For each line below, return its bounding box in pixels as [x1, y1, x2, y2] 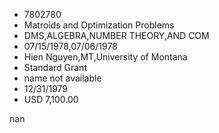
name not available [23, 72, 102, 84]
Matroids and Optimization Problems [23, 19, 175, 31]
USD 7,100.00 [23, 94, 79, 105]
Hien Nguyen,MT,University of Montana [23, 51, 188, 63]
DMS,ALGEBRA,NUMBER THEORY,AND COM [23, 30, 210, 41]
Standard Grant [23, 62, 87, 73]
